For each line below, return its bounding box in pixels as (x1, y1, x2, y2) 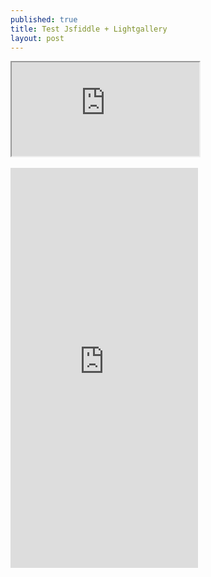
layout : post (10, 33, 65, 43)
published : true (10, 14, 78, 25)
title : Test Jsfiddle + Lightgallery (10, 24, 168, 34)
